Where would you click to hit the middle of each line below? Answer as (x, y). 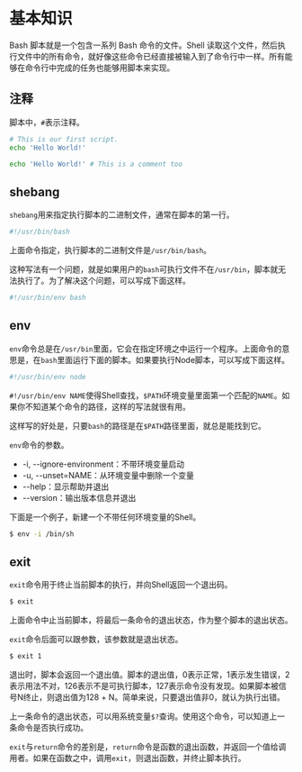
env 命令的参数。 (39, 445)
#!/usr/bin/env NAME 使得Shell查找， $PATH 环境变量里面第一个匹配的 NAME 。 (146, 395)
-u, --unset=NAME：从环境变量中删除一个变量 (108, 475)
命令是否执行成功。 (52, 728)
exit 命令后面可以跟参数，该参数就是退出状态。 (96, 640)
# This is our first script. (64, 139)
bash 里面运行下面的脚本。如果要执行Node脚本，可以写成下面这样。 (165, 359)
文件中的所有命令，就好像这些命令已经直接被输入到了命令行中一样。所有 (151, 56)
